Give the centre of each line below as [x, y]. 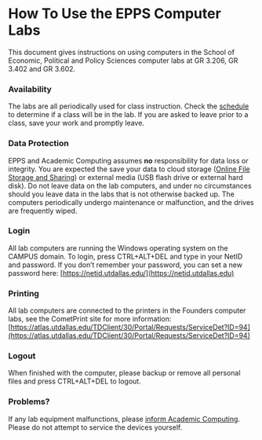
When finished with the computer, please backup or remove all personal [124, 373]
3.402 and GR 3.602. [42, 68]
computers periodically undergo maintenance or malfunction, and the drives [131, 202]
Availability [30, 89]
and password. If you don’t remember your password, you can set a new [126, 265]
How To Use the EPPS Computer [115, 14]
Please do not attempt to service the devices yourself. [95, 427]
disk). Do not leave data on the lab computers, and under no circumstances [130, 185]
